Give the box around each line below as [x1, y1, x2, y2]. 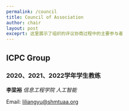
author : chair [6, 20, 42, 26]
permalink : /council [6, 8, 58, 15]
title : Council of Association [6, 14, 84, 20]
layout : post [6, 25, 39, 31]
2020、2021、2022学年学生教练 [6, 72, 101, 80]
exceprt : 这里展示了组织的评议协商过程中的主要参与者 [6, 31, 124, 37]
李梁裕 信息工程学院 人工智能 [6, 86, 77, 93]
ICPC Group [6, 53, 51, 63]
